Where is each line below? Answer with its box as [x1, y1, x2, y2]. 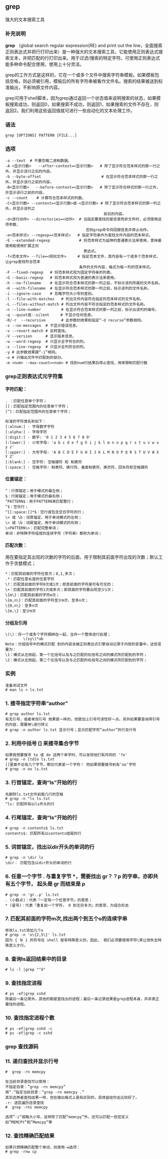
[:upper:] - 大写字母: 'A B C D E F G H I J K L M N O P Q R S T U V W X [5, 450, 159, 455]
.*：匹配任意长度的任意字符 [5, 577, 55, 582]
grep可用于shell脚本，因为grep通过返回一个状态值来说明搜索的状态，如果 [5, 95, 156, 101]
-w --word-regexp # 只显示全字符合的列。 [5, 339, 87, 344]
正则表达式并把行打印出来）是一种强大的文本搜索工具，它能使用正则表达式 [5, 49, 158, 55]
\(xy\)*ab [23, 636, 43, 641]
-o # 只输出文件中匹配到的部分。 [5, 355, 65, 360]
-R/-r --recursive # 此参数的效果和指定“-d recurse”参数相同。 [5, 317, 145, 323]
